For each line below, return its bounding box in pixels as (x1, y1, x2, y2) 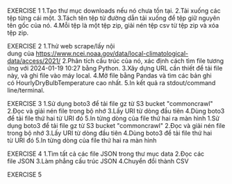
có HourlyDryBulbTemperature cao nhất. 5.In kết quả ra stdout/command (7, 79, 216, 86)
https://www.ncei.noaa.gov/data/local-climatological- (35, 49, 189, 57)
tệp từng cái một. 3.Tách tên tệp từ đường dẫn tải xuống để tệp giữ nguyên (7, 14, 220, 22)
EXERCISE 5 (7, 170, 42, 178)
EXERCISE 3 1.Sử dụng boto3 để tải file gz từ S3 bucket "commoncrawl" (7, 100, 213, 107)
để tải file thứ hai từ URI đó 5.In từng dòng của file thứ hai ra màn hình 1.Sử (7, 114, 220, 122)
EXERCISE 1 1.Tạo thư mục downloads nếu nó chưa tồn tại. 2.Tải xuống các (7, 7, 221, 15)
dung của (7, 49, 35, 57)
